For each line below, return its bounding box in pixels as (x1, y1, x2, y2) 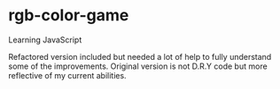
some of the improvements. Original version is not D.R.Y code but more (8, 61, 268, 71)
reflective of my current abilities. (8, 70, 127, 80)
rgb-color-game (8, 5, 129, 26)
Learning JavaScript (8, 34, 82, 45)
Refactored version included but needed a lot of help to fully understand (8, 51, 272, 62)
